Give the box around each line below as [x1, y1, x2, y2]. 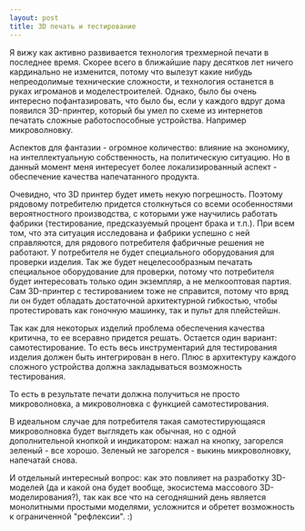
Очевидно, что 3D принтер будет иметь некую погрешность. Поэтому [9, 189, 284, 199]
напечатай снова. [9, 454, 78, 465]
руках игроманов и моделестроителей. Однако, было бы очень [9, 86, 258, 97]
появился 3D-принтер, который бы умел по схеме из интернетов [9, 105, 263, 116]
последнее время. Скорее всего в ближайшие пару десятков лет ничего [9, 56, 294, 67]
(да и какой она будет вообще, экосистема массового [46, 482, 258, 493]
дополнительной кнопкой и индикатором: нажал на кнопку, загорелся [9, 434, 284, 446]
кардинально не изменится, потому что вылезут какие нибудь [9, 66, 253, 77]
